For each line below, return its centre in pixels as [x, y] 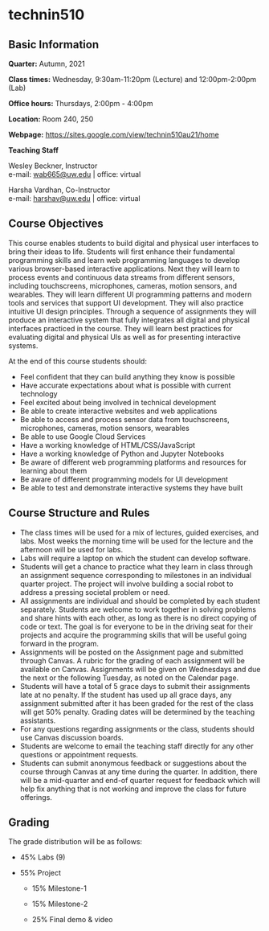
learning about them [53, 470]
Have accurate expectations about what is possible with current [125, 385]
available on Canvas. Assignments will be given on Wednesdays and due [140, 669]
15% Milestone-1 [59, 888]
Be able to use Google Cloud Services [83, 437]
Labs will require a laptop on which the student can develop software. [135, 558]
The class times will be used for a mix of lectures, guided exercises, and [139, 532]
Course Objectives [56, 224]
